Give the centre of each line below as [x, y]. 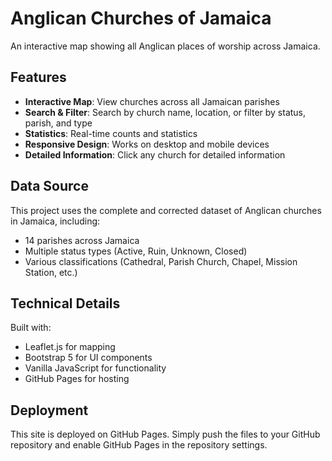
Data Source [49, 186]
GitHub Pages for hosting [77, 379]
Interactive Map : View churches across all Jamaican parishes [152, 101]
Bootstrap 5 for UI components [88, 358]
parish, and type [58, 123]
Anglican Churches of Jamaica [141, 18]
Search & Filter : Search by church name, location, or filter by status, [165, 112]
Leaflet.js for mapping [70, 347]
